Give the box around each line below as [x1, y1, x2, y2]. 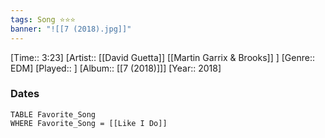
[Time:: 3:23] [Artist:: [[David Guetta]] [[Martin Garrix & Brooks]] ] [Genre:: [10, 51, 315, 63]
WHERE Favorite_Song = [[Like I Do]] [10, 118, 168, 128]
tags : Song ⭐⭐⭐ [10, 14, 76, 25]
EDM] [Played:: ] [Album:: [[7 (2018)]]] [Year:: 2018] [10, 62, 222, 74]
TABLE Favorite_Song [10, 109, 97, 120]
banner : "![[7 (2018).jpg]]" [10, 24, 132, 34]
